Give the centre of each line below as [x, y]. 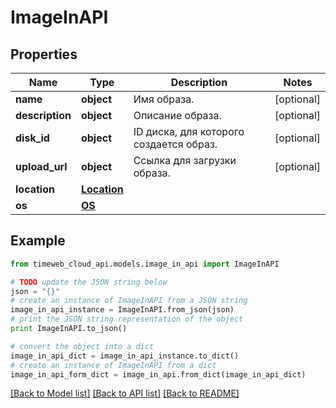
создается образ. [175, 144]
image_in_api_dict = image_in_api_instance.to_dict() [125, 356]
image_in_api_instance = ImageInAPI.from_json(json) [122, 310]
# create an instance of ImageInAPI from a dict [113, 365]
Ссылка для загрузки [185, 160]
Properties [44, 54]
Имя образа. [164, 99]
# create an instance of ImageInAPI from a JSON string [129, 301]
